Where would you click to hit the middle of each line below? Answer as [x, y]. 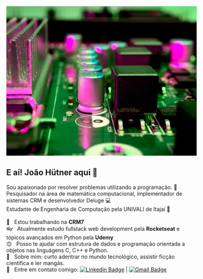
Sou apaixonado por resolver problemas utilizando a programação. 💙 [92, 187]
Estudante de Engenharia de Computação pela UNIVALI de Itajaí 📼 [88, 209]
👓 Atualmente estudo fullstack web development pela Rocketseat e [93, 228]
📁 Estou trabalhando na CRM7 [45, 222]
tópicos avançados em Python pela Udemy [60, 237]
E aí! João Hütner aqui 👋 [52, 172]
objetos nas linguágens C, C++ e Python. [57, 250]
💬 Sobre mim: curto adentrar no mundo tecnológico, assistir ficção [91, 257]
